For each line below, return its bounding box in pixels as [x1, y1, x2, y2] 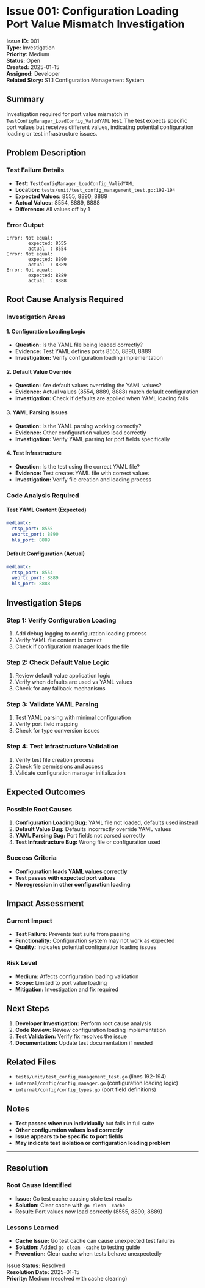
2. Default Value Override [6, 368, 72, 375]
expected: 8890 [28, 256, 67, 262]
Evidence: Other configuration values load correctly [15, 429, 146, 436]
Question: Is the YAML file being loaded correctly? [15, 341, 143, 349]
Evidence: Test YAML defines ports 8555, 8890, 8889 [15, 348, 151, 355]
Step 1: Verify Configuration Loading [6, 616, 117, 624]
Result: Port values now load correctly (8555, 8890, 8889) [15, 1208, 163, 1215]
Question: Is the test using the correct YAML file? [15, 463, 140, 470]
